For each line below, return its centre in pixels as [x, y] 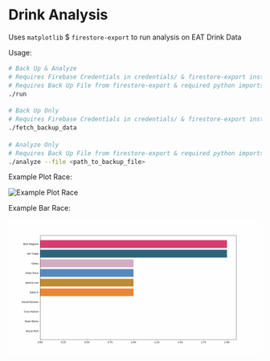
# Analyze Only [34, 145]
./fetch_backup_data [43, 128]
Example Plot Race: [40, 177]
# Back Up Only [34, 111]
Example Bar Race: [39, 208]
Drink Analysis [58, 15]
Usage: [20, 52]
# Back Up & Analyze [43, 68]
